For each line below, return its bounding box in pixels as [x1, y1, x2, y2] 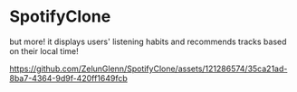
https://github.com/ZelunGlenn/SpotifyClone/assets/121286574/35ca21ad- [9, 63, 288, 74]
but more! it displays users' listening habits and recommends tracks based [9, 36, 287, 47]
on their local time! [9, 45, 79, 56]
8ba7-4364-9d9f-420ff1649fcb [9, 72, 129, 83]
